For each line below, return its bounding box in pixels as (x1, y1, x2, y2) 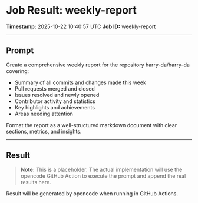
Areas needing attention (14, 110, 74, 117)
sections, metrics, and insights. (6, 128, 82, 135)
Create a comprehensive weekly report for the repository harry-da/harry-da (6, 61, 190, 68)
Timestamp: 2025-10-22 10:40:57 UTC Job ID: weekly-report (6, 23, 156, 30)
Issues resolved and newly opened (14, 91, 100, 98)
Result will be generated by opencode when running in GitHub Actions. (6, 189, 179, 197)
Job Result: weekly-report (6, 4, 137, 17)
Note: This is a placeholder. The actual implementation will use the (20, 166, 183, 173)
